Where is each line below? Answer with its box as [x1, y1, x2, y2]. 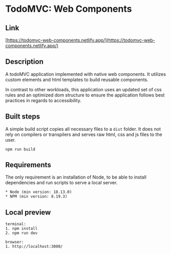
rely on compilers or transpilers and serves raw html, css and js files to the [5, 131, 163, 138]
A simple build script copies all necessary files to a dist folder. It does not [5, 126, 161, 132]
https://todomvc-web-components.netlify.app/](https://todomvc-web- [7, 37, 155, 43]
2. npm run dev [5, 230, 38, 236]
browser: [5, 240, 24, 245]
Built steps [5, 112, 40, 121]
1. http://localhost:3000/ [5, 244, 63, 249]
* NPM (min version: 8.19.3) [5, 194, 68, 199]
